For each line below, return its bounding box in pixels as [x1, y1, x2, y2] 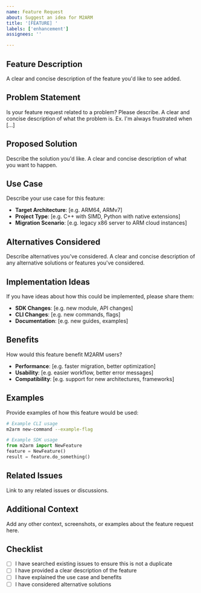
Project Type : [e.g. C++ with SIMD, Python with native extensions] [14, 213, 181, 220]
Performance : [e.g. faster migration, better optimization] [14, 362, 156, 370]
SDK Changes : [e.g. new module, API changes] [14, 304, 133, 312]
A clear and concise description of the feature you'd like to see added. [6, 75, 182, 82]
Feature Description [6, 59, 83, 69]
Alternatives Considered [6, 237, 101, 247]
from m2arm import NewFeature [6, 443, 83, 449]
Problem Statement [6, 92, 81, 103]
